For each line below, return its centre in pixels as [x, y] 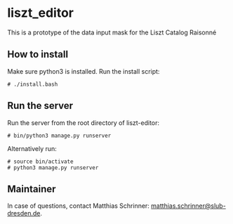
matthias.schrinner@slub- [188, 206]
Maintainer [32, 189]
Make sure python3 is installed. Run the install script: [84, 71]
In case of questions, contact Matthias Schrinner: [78, 206]
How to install [38, 54]
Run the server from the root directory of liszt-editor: [84, 123]
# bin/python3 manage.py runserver [59, 136]
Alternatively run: [32, 148]
